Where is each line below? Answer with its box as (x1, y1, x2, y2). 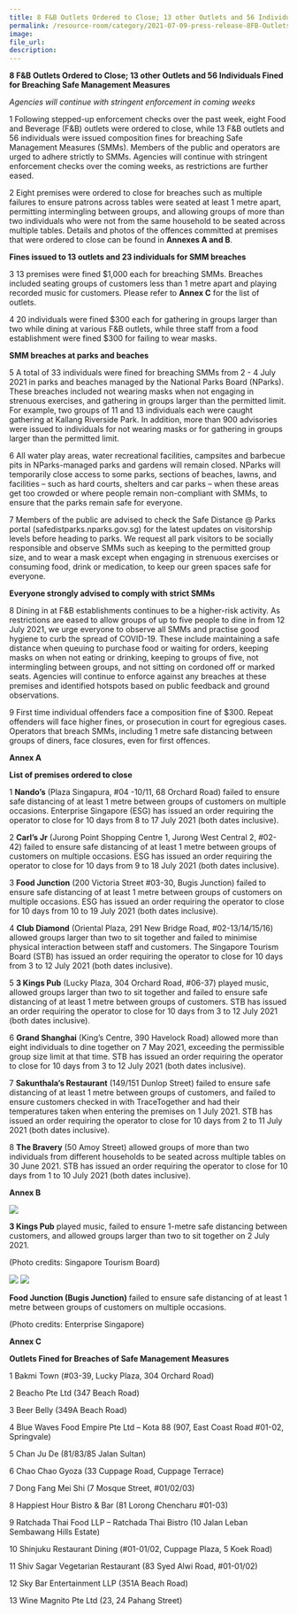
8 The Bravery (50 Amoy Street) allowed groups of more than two (9, 1142, 249, 1153)
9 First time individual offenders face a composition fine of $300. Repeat (9, 707, 274, 718)
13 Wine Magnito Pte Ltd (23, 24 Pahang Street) (9, 1595, 183, 1606)
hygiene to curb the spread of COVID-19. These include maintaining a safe (9, 634, 280, 645)
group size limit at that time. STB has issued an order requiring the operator (9, 1051, 284, 1062)
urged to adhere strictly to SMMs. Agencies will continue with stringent (9, 151, 268, 162)
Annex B (9, 1187, 42, 1198)
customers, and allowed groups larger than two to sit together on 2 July (9, 1231, 270, 1241)
